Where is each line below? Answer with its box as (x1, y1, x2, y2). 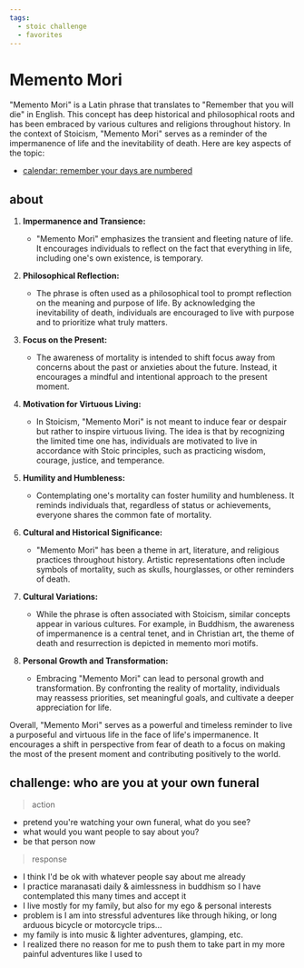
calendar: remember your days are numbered (22, 165, 193, 176)
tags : (9, 13, 30, 23)
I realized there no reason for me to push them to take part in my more (22, 938, 286, 950)
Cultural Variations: (22, 592, 98, 603)
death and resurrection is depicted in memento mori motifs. (35, 638, 259, 649)
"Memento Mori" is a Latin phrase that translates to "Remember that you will (9, 99, 294, 110)
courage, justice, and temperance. (35, 455, 165, 466)
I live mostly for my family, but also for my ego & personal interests (22, 900, 272, 911)
